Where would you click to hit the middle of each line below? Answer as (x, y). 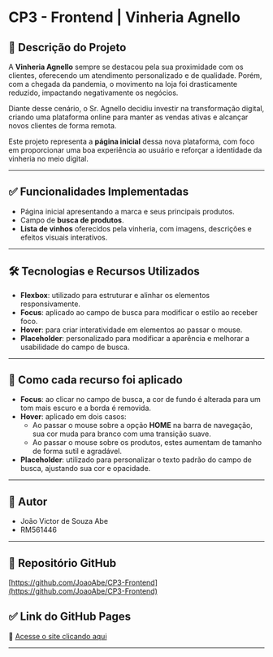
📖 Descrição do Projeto (67, 48)
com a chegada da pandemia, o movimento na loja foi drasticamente (123, 84)
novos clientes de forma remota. (63, 125)
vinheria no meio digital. (49, 159)
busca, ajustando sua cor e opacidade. (85, 469)
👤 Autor (28, 501)
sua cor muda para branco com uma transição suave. (121, 434)
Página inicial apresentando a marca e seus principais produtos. (128, 211)
